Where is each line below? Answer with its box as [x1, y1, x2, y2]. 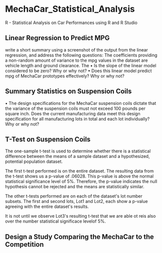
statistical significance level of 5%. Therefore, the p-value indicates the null [5, 178, 158, 184]
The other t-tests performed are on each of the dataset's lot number [5, 193, 143, 199]
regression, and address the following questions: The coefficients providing [5, 52, 158, 58]
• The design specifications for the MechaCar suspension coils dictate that [5, 100, 157, 106]
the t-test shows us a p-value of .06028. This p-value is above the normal [5, 173, 154, 179]
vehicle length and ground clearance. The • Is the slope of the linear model [5, 62, 157, 68]
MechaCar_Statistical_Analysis [5, 3, 135, 15]
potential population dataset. [5, 158, 63, 165]
